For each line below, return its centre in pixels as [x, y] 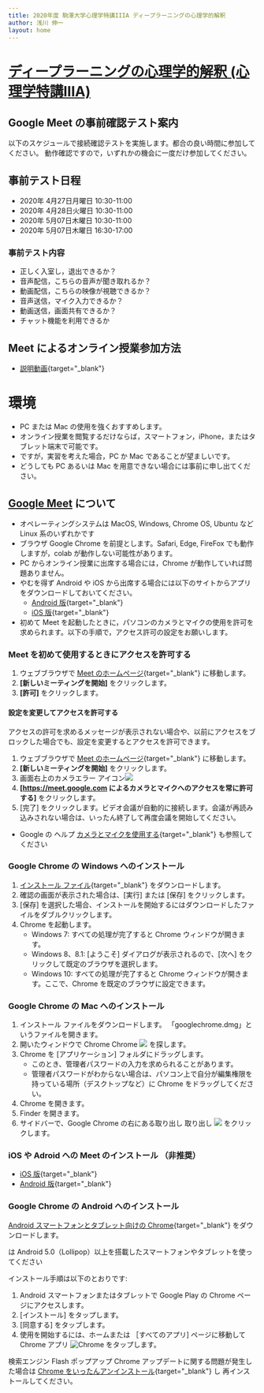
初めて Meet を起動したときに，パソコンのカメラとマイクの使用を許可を [137, 622]
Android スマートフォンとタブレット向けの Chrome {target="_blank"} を [124, 1225]
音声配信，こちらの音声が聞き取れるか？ [85, 282]
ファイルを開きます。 [68, 1035]
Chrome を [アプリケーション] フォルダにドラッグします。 [113, 1055]
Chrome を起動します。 [58, 924]
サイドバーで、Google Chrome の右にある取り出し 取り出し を [125, 1123]
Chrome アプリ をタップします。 [90, 1344]
